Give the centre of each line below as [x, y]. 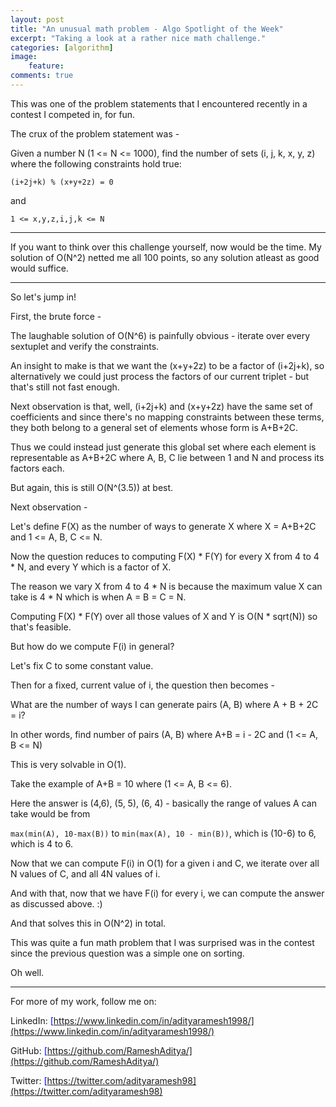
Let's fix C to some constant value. [82, 665]
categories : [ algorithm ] [62, 47]
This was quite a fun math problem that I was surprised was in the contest [162, 942]
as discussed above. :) [56, 903]
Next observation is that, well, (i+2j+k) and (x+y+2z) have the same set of [161, 406]
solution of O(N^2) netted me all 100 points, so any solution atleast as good [165, 257]
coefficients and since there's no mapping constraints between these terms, [167, 417]
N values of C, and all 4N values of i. [85, 873]
